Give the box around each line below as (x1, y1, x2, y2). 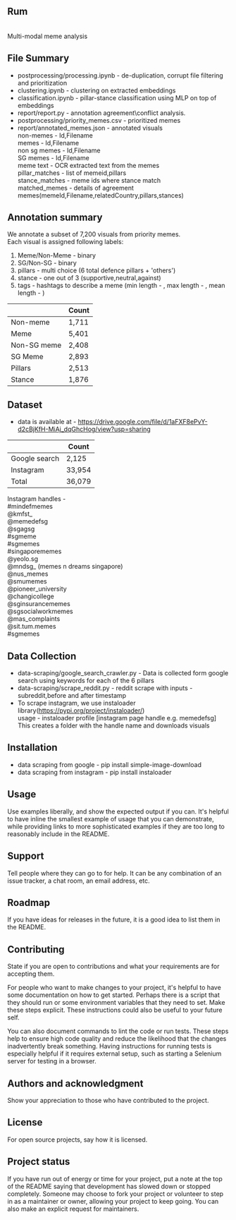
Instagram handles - (7, 495, 66, 503)
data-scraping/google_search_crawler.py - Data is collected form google (17, 669, 229, 677)
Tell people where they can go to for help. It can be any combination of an (7, 869, 222, 877)
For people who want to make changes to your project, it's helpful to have (7, 984, 222, 992)
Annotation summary (7, 212, 103, 224)
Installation (7, 742, 58, 754)
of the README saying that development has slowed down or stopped (7, 1182, 211, 1190)
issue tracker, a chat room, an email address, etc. (7, 876, 150, 885)
